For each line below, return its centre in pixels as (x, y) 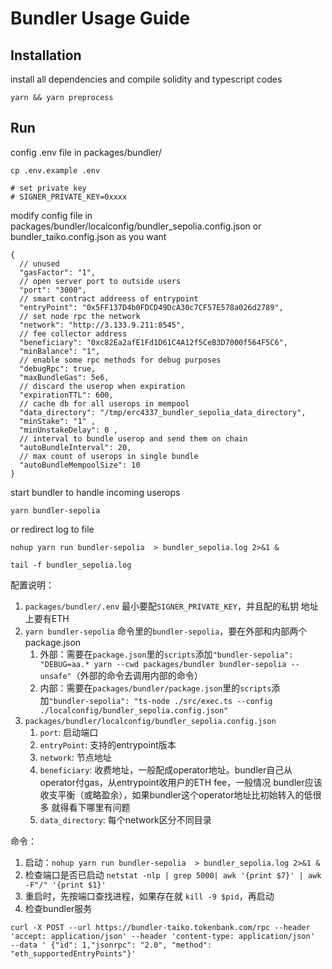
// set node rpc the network (80, 316)
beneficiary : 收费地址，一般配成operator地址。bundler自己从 (166, 769)
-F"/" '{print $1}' (65, 885)
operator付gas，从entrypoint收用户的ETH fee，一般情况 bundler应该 (181, 782)
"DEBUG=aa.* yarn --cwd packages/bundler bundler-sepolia (163, 664)
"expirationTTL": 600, (66, 395)
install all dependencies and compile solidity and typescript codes (146, 79)
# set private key (48, 188)
